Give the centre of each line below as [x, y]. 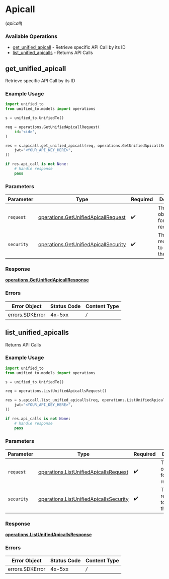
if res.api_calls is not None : [38, 419]
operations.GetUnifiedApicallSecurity [82, 245]
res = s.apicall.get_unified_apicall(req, [50, 146]
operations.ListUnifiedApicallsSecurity [83, 499]
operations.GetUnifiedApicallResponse [47, 280]
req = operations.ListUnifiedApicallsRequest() [56, 391]
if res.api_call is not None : [37, 164]
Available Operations [31, 36]
